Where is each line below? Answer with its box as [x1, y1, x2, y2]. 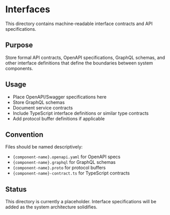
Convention [5, 130, 44, 139]
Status [5, 185, 27, 193]
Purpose [5, 41, 33, 50]
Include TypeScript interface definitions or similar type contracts [12, 110, 149, 116]
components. [5, 65, 33, 71]
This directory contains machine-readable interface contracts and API [5, 20, 153, 27]
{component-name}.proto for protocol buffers [12, 165, 106, 171]
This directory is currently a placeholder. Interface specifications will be [5, 199, 157, 205]
